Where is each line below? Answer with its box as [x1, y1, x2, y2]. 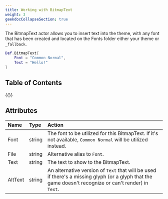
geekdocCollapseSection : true [5, 17, 68, 22]
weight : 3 [5, 12, 26, 17]
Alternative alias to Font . [47, 150, 104, 157]
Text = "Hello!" [14, 60, 48, 65]
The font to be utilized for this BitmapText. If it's [47, 130, 158, 137]
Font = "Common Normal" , [14, 56, 66, 61]
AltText [7, 176, 24, 183]
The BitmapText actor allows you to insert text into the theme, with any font [5, 31, 159, 37]
